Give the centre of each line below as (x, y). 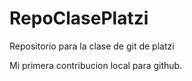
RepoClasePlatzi (79, 18)
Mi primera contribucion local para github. (96, 65)
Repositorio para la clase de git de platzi (92, 46)
